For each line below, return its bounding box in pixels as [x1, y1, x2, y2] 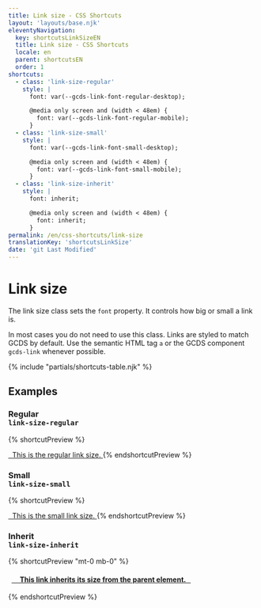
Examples [8, 385, 58, 398]
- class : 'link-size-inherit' [15, 180, 115, 188]
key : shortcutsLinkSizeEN [15, 33, 101, 42]
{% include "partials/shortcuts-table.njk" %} [8, 362, 153, 371]
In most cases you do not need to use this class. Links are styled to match [8, 329, 249, 339]
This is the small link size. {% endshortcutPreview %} [11, 511, 186, 520]
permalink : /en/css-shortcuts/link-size [8, 231, 144, 239]
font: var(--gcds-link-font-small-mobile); [36, 165, 182, 173]
